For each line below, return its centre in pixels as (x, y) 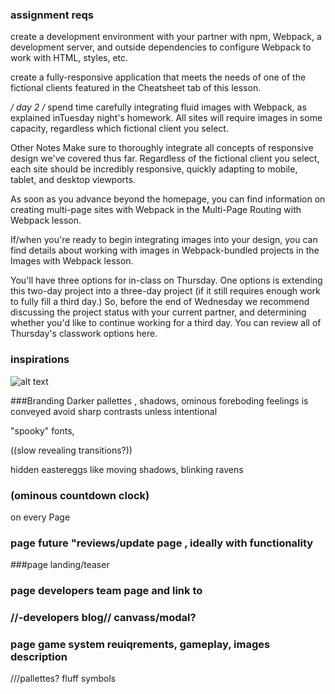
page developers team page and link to (106, 591)
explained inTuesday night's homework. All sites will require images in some (166, 118)
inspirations (40, 360)
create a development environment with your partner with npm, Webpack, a (166, 37)
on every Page (40, 517)
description (39, 656)
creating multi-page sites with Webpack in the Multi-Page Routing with (156, 210)
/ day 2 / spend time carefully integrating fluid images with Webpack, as (158, 107)
